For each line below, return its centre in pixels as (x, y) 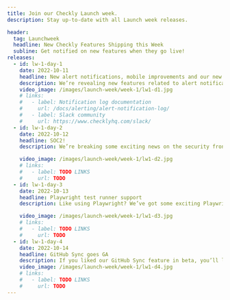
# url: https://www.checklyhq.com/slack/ (86, 121)
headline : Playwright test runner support (81, 197)
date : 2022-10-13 (44, 191)
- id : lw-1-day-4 (38, 241)
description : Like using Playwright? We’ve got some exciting (110, 204)
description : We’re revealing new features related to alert (108, 83)
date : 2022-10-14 (44, 248)
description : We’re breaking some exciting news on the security (115, 147)
